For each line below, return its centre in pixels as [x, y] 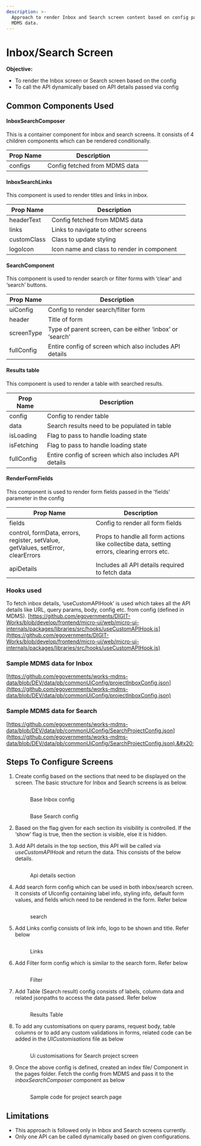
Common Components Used [60, 106]
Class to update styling [84, 239]
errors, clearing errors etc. [133, 551]
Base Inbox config [52, 799]
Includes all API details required [140, 565]
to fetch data [113, 572]
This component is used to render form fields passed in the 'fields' [88, 492]
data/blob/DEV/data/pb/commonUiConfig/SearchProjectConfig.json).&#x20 [99, 743]
